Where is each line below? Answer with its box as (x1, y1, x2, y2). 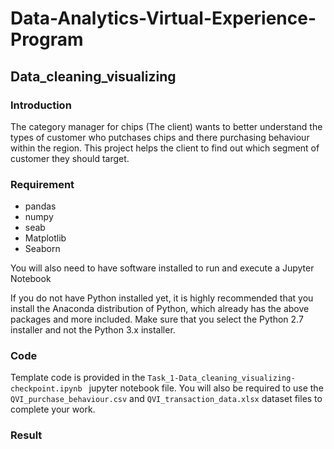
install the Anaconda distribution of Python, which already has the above (10, 303, 310, 315)
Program (10, 28, 84, 51)
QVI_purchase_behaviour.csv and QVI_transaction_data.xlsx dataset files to (10, 393, 323, 405)
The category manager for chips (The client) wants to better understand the (10, 120, 323, 132)
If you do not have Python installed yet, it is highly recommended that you (10, 292, 314, 304)
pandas (24, 200, 57, 212)
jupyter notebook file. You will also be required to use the (88, 382, 324, 394)
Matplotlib (24, 232, 67, 244)
